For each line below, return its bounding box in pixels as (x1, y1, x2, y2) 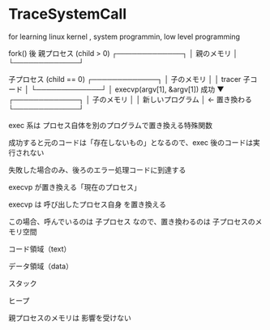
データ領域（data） (8, 261, 73, 271)
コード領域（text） (8, 244, 71, 254)
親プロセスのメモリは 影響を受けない (8, 313, 131, 323)
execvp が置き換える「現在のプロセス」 (8, 182, 142, 191)
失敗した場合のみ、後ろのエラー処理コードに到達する (8, 165, 186, 174)
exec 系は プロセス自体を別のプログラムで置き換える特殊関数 (8, 120, 213, 130)
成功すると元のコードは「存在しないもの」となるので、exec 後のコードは (8, 137, 254, 147)
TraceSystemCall (8, 5, 127, 24)
